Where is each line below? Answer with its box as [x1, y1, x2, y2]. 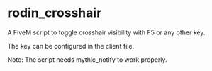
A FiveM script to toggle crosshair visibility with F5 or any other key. [7, 28, 206, 37]
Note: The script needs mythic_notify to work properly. [7, 55, 168, 64]
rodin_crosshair [7, 5, 102, 21]
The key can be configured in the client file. [7, 41, 135, 50]
